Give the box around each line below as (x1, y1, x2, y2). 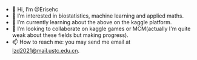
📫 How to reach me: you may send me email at (12, 38, 131, 45)
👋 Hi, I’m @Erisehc (12, 6, 59, 13)
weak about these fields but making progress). (12, 32, 129, 39)
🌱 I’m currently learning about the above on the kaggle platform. (12, 19, 172, 25)
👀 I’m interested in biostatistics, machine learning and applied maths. (12, 12, 184, 19)
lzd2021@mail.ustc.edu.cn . (12, 47, 80, 54)
